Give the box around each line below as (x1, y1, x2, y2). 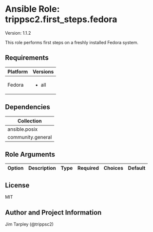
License (5, 181, 30, 189)
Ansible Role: (5, 3, 60, 15)
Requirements (5, 54, 49, 62)
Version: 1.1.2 (5, 30, 31, 36)
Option (7, 165, 24, 172)
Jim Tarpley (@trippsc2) (5, 221, 54, 227)
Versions (32, 68, 54, 75)
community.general (7, 134, 52, 140)
